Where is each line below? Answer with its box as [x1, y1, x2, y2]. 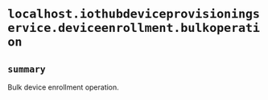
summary [7, 63, 46, 74]
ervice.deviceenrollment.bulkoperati [7, 21, 261, 36]
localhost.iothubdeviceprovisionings [7, 6, 261, 22]
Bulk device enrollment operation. [7, 82, 120, 92]
